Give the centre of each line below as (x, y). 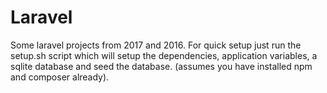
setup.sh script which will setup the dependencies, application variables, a (164, 55)
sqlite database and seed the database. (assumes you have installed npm (161, 66)
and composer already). (60, 77)
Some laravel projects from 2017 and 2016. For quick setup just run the (156, 45)
